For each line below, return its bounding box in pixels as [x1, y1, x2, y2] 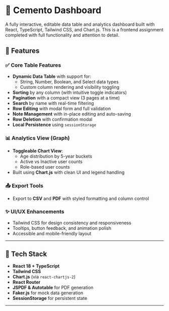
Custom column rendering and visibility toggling [20, 84, 120, 90]
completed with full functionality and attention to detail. [5, 32, 120, 38]
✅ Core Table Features [5, 62, 61, 69]
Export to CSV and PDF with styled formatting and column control [12, 195, 149, 201]
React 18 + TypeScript [12, 263, 60, 269]
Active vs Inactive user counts [20, 159, 83, 165]
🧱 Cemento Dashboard [5, 5, 102, 16]
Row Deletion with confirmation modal [12, 116, 93, 122]
